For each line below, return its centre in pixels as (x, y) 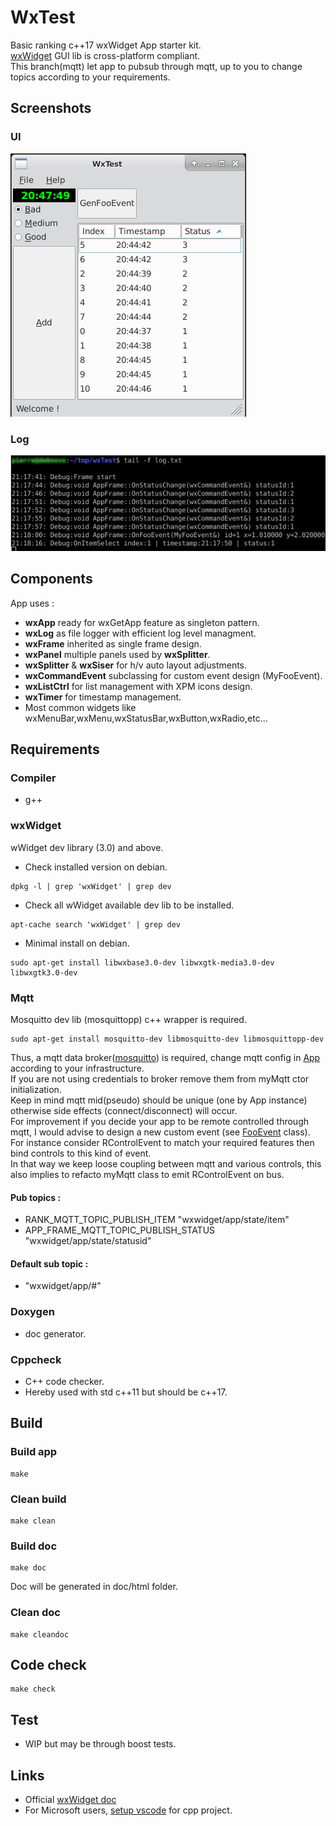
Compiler (33, 778)
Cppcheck (36, 1359)
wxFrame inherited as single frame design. (113, 643)
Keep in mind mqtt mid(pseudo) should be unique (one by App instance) (159, 1100)
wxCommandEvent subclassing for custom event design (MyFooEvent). (173, 675)
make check (33, 1689)
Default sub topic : (49, 1263)
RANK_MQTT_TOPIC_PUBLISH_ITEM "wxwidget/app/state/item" (157, 1220)
